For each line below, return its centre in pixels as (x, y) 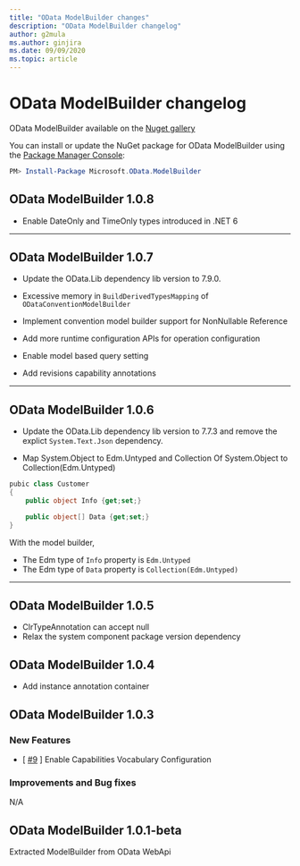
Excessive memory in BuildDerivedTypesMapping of (115, 296)
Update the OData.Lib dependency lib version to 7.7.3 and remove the (150, 431)
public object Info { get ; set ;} (83, 501)
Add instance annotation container (86, 686)
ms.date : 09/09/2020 (48, 51)
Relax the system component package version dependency (131, 637)
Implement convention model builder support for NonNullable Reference (155, 321)
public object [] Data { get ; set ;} (87, 517)
